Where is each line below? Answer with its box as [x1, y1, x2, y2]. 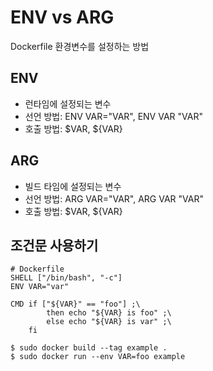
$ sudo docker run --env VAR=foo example [10, 352, 186, 362]
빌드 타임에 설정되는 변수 [24, 180, 122, 192]
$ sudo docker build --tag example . [10, 343, 168, 353]
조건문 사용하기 [10, 237, 99, 254]
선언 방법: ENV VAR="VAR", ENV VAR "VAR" [24, 110, 203, 122]
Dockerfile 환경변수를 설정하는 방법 [10, 40, 150, 52]
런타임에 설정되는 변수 [24, 97, 112, 110]
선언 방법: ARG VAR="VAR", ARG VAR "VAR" [24, 192, 204, 205]
